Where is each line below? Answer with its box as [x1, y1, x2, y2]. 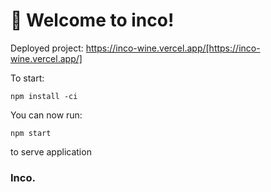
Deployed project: [10, 42, 84, 54]
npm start [10, 128, 52, 138]
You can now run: [10, 109, 83, 121]
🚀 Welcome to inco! [10, 9, 175, 32]
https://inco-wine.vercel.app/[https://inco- [85, 42, 261, 54]
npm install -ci [10, 91, 78, 101]
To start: [10, 72, 45, 84]
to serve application [10, 145, 92, 158]
